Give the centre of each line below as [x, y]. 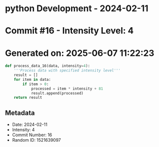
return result [28, 98]
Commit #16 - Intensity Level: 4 [69, 31]
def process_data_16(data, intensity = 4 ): [48, 66]
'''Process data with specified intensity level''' [67, 71]
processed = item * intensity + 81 [67, 89]
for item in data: [32, 79]
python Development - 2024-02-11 [77, 9]
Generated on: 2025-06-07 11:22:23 [80, 53]
